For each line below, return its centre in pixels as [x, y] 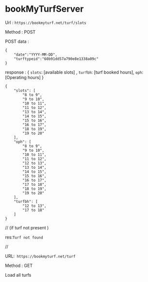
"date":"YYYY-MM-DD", [35, 55]
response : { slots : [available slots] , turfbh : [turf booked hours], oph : [74, 72]
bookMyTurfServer [44, 9]
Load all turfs [18, 275]
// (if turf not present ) [27, 227]
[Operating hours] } [25, 77]
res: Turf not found [24, 237]
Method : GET [19, 265]
